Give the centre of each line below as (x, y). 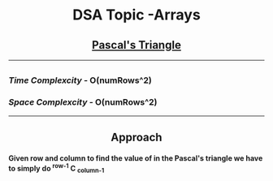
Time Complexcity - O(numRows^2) (80, 80)
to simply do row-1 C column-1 (56, 168)
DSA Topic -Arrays (136, 15)
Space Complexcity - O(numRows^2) (83, 102)
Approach (136, 138)
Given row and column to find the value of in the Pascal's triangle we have (136, 158)
